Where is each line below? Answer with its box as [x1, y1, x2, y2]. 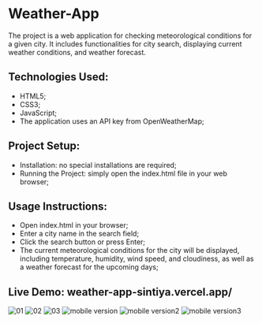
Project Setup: [8, 139, 80, 153]
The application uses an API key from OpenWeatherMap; [19, 116, 205, 126]
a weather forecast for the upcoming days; [19, 262, 159, 272]
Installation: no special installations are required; [19, 160, 177, 169]
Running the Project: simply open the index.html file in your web [19, 169, 227, 178]
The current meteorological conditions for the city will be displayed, [19, 246, 240, 255]
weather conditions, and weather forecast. [8, 47, 146, 57]
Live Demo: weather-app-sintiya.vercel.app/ [8, 285, 233, 299]
